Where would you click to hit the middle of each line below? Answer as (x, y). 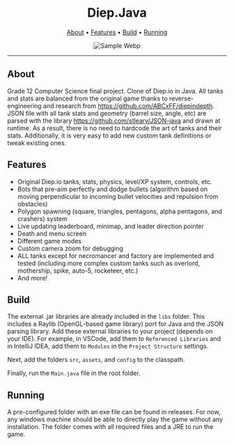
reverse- (182, 98)
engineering (24, 105)
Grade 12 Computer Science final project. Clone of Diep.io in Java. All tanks (116, 91)
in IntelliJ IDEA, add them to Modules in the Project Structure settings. (108, 346)
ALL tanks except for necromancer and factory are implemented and (116, 255)
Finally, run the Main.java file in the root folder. (74, 373)
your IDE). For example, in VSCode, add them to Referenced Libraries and (114, 339)
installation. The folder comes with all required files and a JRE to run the (110, 427)
